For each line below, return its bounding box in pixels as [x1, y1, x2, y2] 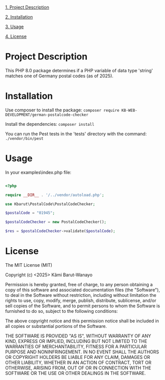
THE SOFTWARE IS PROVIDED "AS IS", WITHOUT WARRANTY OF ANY [5, 333, 151, 339]
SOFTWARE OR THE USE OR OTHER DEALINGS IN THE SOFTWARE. [5, 370, 146, 376]
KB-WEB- [121, 108, 137, 113]
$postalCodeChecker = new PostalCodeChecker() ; [5, 220, 107, 225]
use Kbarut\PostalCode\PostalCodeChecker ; [5, 202, 95, 207]
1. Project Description [5, 5, 49, 10]
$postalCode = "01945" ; [5, 211, 55, 216]
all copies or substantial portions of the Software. [5, 323, 107, 329]
